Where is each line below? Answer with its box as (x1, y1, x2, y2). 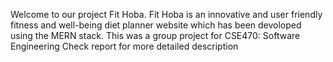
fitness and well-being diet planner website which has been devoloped (10, 19, 302, 31)
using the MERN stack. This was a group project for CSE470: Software (10, 30, 301, 41)
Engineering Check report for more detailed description (10, 40, 239, 52)
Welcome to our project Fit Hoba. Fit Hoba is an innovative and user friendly (10, 9, 323, 20)
